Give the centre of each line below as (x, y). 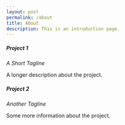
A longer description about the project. (54, 75)
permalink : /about (29, 18)
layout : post (23, 12)
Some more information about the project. (58, 116)
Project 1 (17, 48)
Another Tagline (26, 104)
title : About (23, 23)
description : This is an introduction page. (63, 29)
